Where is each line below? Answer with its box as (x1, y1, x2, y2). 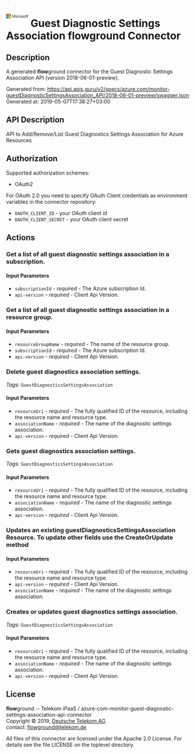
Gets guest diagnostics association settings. (6, 447, 136, 455)
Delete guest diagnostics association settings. (6, 368, 141, 376)
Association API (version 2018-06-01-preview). (6, 74, 119, 81)
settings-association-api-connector (6, 711, 92, 718)
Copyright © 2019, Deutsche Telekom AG (6, 717, 106, 724)
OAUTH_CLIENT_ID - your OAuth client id (14, 210, 107, 217)
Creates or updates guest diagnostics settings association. (6, 608, 178, 616)
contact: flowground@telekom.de (6, 724, 87, 731)
